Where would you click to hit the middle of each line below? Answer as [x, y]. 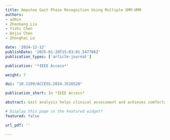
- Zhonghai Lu [20, 38]
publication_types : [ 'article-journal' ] [49, 57]
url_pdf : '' [18, 125]
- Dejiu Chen [19, 33]
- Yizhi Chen [19, 29]
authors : [14, 15]
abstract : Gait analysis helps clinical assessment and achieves [75, 102]
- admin [13, 19]
